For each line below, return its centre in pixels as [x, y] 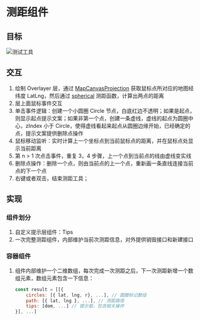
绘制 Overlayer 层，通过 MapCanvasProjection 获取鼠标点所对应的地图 [101, 88]
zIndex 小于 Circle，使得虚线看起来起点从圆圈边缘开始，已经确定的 [108, 125]
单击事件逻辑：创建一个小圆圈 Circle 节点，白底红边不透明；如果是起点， [105, 110]
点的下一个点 [31, 171]
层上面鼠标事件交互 [39, 103]
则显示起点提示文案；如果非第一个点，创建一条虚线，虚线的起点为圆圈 [101, 118]
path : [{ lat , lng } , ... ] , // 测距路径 [75, 301]
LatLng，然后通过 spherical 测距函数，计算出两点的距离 [96, 95]
